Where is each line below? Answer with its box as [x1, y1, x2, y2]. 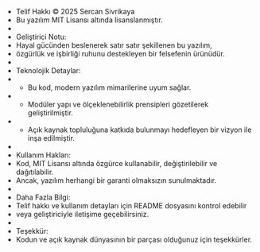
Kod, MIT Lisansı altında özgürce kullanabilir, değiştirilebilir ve [15, 159, 218, 168]
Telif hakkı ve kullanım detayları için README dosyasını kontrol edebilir [15, 201, 247, 210]
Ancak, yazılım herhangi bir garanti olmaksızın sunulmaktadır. [15, 176, 217, 185]
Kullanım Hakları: [15, 150, 72, 160]
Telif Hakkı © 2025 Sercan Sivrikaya [15, 7, 135, 16]
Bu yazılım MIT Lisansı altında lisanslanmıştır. [15, 15, 163, 25]
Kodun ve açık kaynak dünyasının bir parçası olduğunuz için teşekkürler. [15, 235, 253, 244]
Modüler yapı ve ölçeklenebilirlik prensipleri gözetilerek [27, 99, 209, 109]
